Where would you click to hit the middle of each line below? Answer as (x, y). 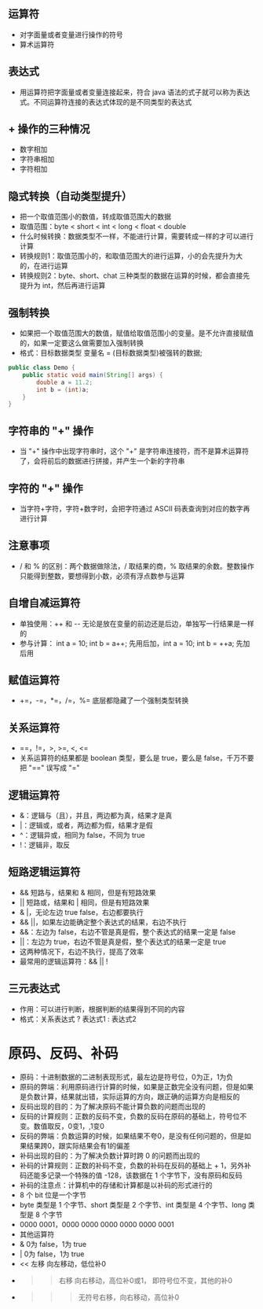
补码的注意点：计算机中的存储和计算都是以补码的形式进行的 (116, 1185)
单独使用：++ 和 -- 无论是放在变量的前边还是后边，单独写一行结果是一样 (137, 623)
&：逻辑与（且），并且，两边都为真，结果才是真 (96, 815)
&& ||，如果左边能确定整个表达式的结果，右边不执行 (103, 922)
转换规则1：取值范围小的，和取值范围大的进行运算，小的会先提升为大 (131, 256)
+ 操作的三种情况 (49, 129)
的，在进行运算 (44, 266)
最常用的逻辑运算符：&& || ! (64, 961)
